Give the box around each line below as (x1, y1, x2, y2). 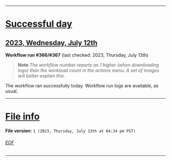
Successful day (5, 18, 72, 30)
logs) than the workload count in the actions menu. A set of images (17, 67, 159, 73)
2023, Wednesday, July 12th (5, 38, 98, 47)
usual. (5, 88, 18, 94)
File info (5, 111, 40, 123)
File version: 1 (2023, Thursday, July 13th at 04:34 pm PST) (5, 127, 136, 133)
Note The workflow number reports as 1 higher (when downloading (17, 62, 159, 68)
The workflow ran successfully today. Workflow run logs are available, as (5, 83, 159, 88)
